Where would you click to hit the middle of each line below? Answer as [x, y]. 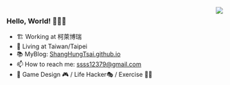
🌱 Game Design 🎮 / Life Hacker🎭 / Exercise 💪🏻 [84, 75]
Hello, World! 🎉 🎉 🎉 [36, 21]
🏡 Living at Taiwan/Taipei [51, 46]
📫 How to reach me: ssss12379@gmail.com [79, 65]
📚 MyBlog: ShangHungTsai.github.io [68, 54]
